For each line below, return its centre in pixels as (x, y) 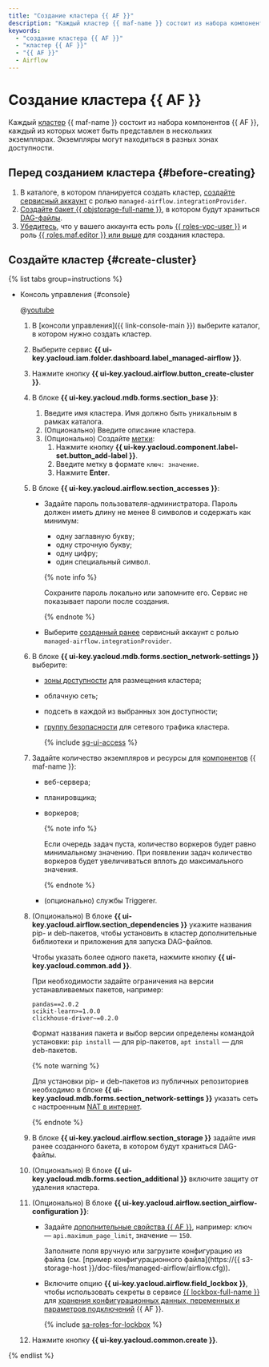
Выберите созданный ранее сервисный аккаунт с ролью (141, 633)
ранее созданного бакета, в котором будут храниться (124, 1147)
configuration (55, 1212)
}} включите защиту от (219, 1179)
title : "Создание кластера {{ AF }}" (71, 16)
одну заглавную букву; (95, 537)
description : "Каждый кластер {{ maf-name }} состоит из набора (118, 23)
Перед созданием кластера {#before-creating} (132, 173)
